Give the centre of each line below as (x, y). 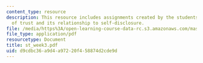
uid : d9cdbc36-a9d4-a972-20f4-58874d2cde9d (62, 51)
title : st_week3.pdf (32, 46)
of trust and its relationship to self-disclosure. (78, 23)
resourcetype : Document (36, 40)
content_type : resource (36, 12)
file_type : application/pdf (42, 34)
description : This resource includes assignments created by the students (102, 17)
